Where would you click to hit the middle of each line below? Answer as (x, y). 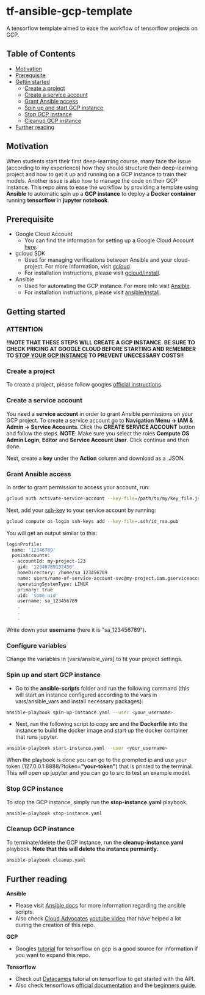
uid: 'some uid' (38, 595)
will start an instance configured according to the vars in (86, 695)
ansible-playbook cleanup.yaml (46, 860)
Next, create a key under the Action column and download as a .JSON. (95, 458)
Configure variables (37, 645)
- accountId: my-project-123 (49, 561)
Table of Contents (41, 54)
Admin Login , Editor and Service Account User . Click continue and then (98, 440)
